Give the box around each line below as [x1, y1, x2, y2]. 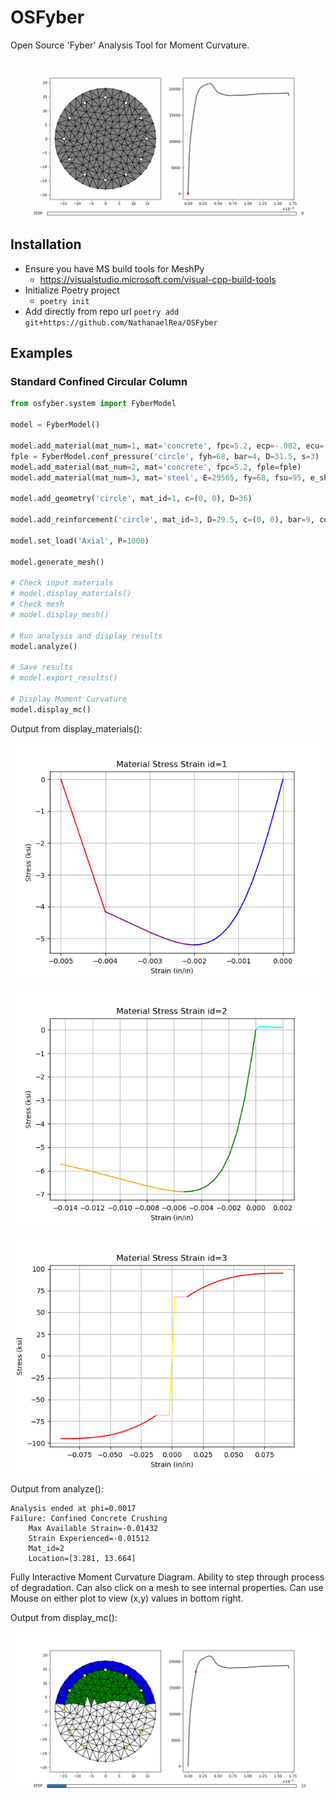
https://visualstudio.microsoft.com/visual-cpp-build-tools [39, 273, 277, 285]
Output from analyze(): [10, 1482, 105, 1495]
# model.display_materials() [10, 589, 132, 599]
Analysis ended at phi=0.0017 [10, 1503, 137, 1513]
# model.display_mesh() [10, 609, 110, 620]
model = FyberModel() [10, 420, 101, 430]
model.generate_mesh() [10, 557, 105, 567]
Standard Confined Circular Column [10, 375, 188, 389]
